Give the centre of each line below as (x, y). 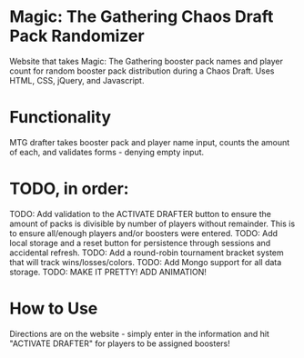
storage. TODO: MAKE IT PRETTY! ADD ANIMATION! (108, 272)
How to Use (54, 308)
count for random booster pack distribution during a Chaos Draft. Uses (142, 71)
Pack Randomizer (77, 36)
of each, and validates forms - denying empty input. (107, 152)
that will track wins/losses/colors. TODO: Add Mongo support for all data (146, 262)
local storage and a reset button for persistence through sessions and (140, 243)
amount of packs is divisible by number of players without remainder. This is (152, 224)
